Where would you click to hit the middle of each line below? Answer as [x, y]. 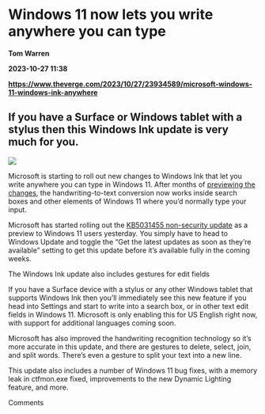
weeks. [20, 258]
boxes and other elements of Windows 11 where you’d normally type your [127, 201]
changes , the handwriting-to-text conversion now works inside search [123, 192]
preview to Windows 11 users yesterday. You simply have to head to [118, 233]
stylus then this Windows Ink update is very [119, 129]
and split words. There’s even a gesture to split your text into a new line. [125, 355]
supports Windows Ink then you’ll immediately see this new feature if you [127, 298]
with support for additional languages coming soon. [92, 323]
